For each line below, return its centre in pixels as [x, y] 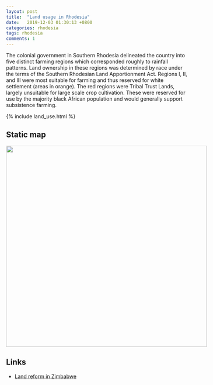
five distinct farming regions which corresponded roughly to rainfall [87, 61]
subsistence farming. [32, 105]
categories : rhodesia [32, 28]
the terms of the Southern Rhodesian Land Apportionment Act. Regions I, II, [97, 74]
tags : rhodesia [25, 33]
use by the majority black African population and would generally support [94, 99]
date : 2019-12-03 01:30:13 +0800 [49, 22]
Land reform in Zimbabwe [46, 376]
